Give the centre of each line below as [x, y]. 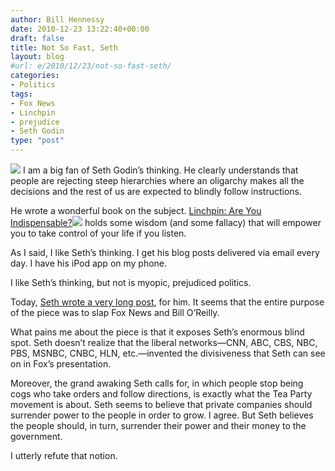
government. [36, 436]
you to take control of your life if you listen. [98, 233]
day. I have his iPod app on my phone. [89, 263]
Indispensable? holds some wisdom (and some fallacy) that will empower [166, 222]
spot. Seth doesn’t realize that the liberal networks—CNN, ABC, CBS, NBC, [164, 342]
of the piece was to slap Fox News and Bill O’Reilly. [115, 312]
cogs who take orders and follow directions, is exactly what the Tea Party [161, 394]
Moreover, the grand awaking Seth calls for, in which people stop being [157, 383]
